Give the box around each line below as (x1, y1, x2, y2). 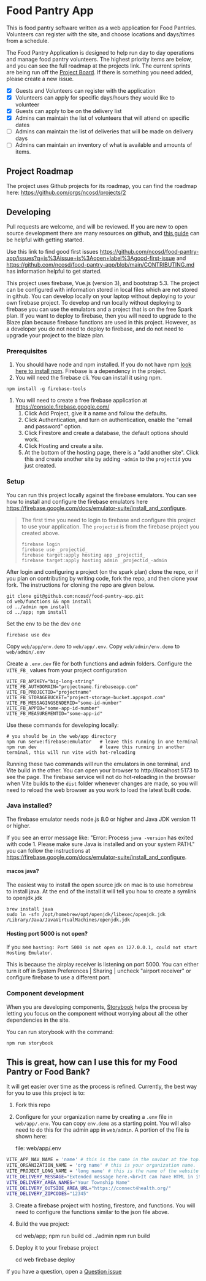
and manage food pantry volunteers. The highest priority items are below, (6, 55, 193, 63)
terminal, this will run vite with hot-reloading (6, 749, 136, 756)
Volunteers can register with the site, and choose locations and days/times (6, 30, 195, 37)
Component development (6, 989, 85, 998)
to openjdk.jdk (6, 895, 43, 902)
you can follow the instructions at (6, 847, 91, 854)
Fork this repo (15, 1101, 51, 1109)
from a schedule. (6, 37, 49, 44)
